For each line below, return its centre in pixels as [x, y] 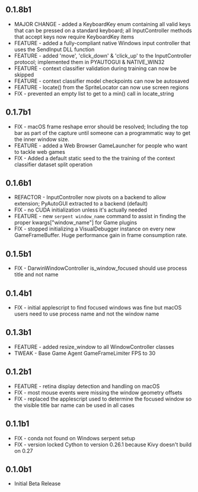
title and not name [36, 275]
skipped [24, 74]
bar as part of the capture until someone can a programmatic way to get [102, 133]
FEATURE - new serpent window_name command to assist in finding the [100, 216]
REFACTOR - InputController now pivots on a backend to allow [90, 197]
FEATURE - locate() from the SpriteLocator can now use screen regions [101, 87]
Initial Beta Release [37, 484]
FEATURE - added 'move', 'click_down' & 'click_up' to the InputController [103, 55]
